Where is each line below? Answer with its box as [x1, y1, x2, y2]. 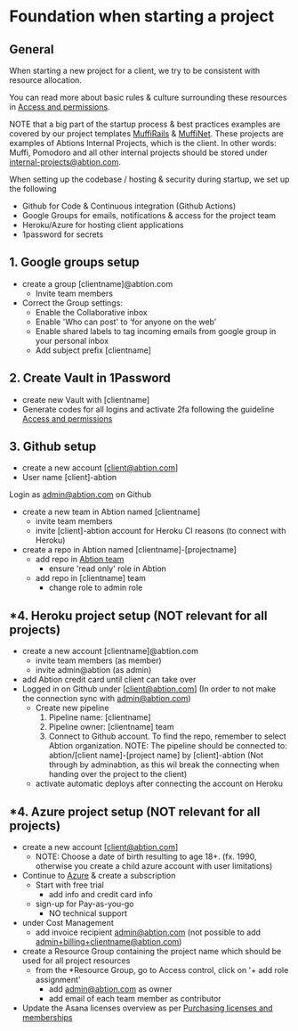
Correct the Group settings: [21, 297, 123, 308]
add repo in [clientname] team [35, 573, 147, 584]
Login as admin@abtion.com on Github [9, 489, 152, 500]
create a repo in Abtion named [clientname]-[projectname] [21, 544, 238, 555]
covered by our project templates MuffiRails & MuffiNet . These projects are [9, 128, 285, 139]
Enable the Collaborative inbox [35, 307, 149, 317]
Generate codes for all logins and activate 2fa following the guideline [21, 404, 275, 414]
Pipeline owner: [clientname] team [48, 722, 174, 732]
